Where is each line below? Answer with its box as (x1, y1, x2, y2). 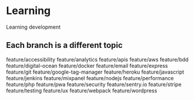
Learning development (6, 23, 61, 30)
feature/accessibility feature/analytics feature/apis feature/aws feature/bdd (6, 56, 189, 63)
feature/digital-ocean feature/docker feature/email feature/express (6, 62, 168, 69)
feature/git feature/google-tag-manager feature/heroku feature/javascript (6, 68, 185, 75)
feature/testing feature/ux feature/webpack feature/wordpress (6, 87, 158, 94)
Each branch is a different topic (6, 40, 123, 50)
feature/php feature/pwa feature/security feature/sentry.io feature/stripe (6, 81, 182, 88)
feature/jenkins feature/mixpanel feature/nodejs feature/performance (6, 74, 174, 81)
